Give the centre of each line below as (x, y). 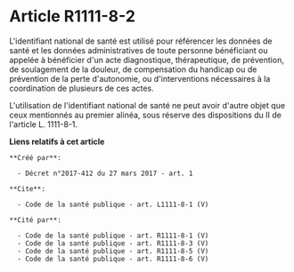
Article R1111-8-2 (73, 16)
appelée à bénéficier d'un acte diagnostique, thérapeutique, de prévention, (147, 60)
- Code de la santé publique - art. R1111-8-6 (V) (113, 259)
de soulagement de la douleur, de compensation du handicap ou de (133, 69)
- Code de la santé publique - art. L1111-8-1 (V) (113, 204)
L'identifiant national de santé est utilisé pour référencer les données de (141, 41)
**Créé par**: (36, 157)
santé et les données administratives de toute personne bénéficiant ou (139, 50)
